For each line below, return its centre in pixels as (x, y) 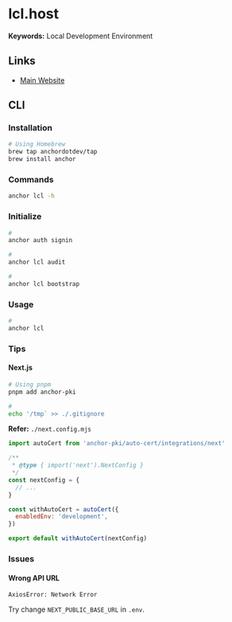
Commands (31, 179)
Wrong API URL (34, 577)
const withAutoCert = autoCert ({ (64, 509)
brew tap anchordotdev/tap (53, 152)
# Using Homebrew (37, 144)
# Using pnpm (30, 384)
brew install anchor (43, 159)
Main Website (42, 80)
